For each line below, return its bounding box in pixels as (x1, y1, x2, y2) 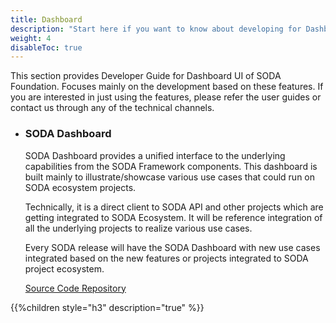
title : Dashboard (10, 14, 83, 25)
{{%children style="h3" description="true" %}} (10, 301, 205, 313)
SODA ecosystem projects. (24, 181, 137, 193)
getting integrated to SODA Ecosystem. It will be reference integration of (24, 211, 323, 223)
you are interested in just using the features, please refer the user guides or (10, 91, 322, 103)
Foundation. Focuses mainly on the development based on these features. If (10, 81, 324, 93)
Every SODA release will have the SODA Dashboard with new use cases (24, 241, 321, 253)
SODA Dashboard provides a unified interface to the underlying (24, 149, 286, 161)
